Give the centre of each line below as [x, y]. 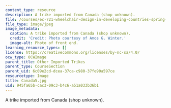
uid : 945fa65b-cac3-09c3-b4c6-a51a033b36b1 [52, 85]
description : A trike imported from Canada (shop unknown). [70, 15]
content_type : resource [31, 10]
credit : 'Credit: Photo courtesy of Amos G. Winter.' [68, 39]
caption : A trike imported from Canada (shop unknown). [70, 33]
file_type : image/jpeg [29, 24]
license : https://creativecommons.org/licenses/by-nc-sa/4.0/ [73, 52]
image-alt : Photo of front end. [44, 43]
